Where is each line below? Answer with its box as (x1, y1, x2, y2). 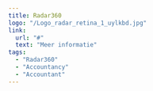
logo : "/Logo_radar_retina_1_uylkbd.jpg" (8, 19, 147, 27)
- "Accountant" (15, 70, 66, 78)
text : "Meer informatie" (15, 41, 98, 49)
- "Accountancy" (15, 63, 69, 71)
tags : (8, 48, 26, 56)
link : (8, 26, 26, 34)
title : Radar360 (8, 11, 62, 20)
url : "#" (15, 33, 44, 42)
